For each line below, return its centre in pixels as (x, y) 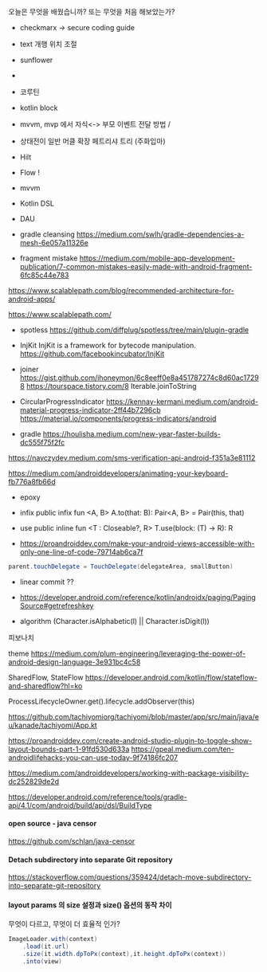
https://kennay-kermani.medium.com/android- (183, 402)
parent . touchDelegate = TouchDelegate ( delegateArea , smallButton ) (121, 566)
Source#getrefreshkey (57, 606)
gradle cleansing (47, 234)
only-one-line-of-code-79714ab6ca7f (81, 552)
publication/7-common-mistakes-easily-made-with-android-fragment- (136, 267)
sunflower (36, 60)
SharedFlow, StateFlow (46, 677)
